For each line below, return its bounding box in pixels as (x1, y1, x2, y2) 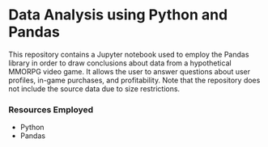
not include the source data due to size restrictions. (8, 83, 181, 94)
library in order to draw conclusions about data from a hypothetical (8, 58, 232, 68)
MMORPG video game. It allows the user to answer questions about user (8, 66, 251, 76)
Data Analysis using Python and (8, 6, 228, 24)
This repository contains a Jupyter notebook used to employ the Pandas (8, 49, 249, 59)
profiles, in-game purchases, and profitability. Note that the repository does (8, 75, 261, 85)
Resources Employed (8, 103, 94, 115)
